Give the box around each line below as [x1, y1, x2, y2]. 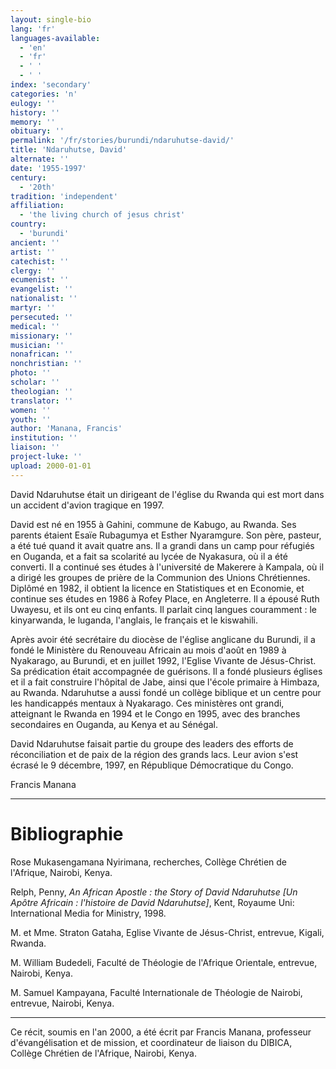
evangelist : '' [10, 284, 74, 295]
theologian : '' [10, 386, 74, 396]
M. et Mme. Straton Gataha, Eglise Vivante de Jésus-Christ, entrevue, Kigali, [10, 926, 325, 938]
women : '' [10, 405, 52, 415]
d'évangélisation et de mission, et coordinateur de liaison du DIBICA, [10, 1036, 293, 1048]
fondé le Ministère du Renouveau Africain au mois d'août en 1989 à [10, 644, 287, 656]
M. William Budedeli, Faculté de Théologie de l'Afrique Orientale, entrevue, [10, 956, 318, 968]
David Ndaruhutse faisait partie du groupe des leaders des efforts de [10, 737, 294, 750]
